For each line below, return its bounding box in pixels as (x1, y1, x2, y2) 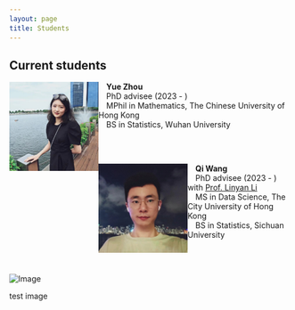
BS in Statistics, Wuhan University (106, 119, 231, 130)
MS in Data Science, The (195, 192, 286, 202)
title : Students (9, 23, 70, 33)
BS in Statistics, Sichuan (195, 220, 284, 231)
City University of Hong (187, 201, 274, 212)
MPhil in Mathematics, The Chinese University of (106, 101, 285, 111)
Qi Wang (195, 163, 228, 174)
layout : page (9, 14, 58, 23)
